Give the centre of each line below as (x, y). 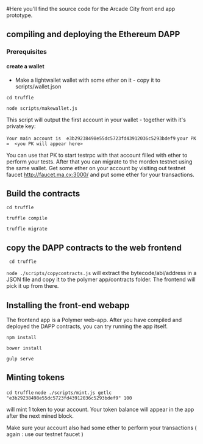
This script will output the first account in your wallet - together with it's (96, 120)
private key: (21, 126)
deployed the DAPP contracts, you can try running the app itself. (87, 326)
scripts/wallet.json (38, 86)
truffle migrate (27, 229)
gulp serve (20, 359)
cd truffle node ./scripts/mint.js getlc (59, 393)
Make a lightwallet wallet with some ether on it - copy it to (87, 80)
